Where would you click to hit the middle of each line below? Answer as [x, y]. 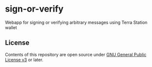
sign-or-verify [34, 9]
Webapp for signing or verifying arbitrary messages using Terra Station [76, 22]
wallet [11, 27]
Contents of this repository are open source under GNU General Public [76, 54]
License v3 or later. [24, 60]
